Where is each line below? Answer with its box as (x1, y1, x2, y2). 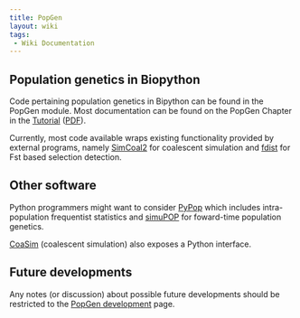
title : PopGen (9, 13, 63, 23)
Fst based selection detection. (9, 152, 122, 163)
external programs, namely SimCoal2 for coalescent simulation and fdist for (9, 142, 291, 154)
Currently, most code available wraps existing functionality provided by (9, 133, 274, 144)
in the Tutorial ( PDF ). (9, 115, 87, 126)
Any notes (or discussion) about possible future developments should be (9, 288, 280, 299)
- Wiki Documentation (13, 38, 95, 48)
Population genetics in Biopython (9, 71, 201, 87)
